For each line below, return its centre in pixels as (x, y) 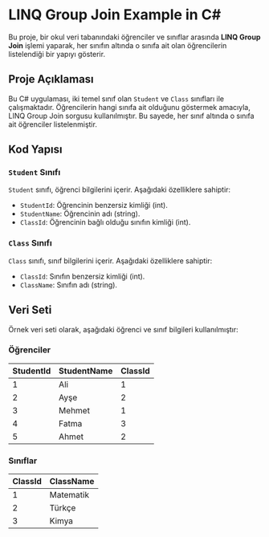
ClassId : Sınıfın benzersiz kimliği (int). (82, 276)
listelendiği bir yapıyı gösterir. (57, 54)
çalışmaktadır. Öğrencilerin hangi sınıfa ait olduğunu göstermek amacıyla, (129, 107)
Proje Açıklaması (51, 79)
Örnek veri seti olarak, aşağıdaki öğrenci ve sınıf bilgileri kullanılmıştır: (123, 329)
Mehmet (75, 410)
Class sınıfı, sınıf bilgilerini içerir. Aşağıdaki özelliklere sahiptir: (110, 260)
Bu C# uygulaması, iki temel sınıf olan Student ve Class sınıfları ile (116, 99)
